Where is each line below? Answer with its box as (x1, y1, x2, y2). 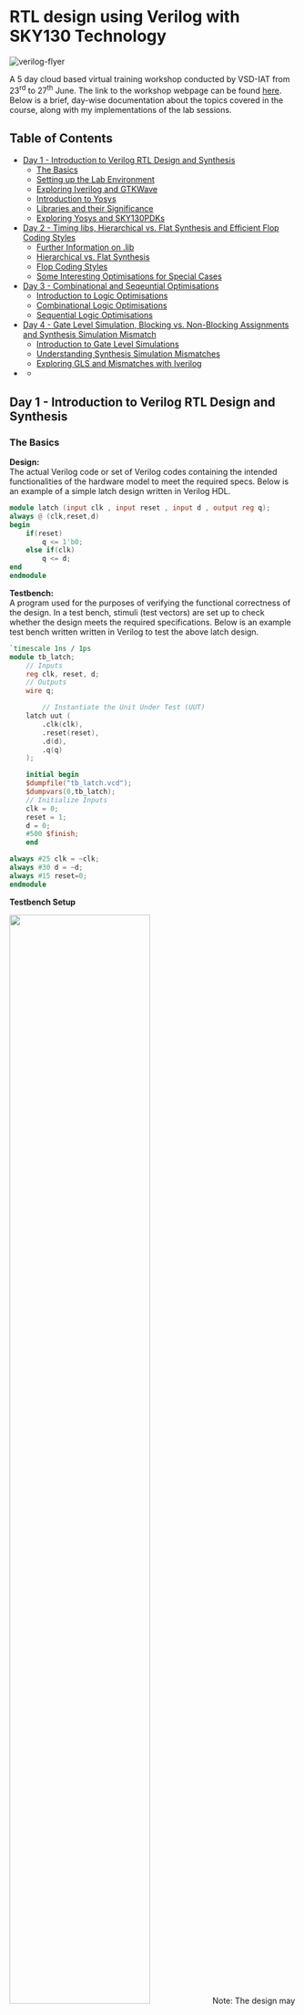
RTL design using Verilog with (9, 6, 240, 27)
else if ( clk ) (25, 545, 76, 555)
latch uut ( (25, 711, 71, 721)
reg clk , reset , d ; (25, 669, 100, 678)
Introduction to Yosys (35, 193, 117, 204)
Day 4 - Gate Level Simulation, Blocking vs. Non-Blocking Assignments (22, 319, 289, 330)
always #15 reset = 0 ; (9, 871, 88, 881)
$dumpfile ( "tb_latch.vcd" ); (25, 779, 132, 788)
